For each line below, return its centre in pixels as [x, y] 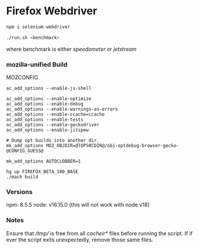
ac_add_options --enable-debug [45, 104]
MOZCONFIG [22, 77]
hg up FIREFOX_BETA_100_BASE [42, 172]
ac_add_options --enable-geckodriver [53, 125]
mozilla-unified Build [37, 64]
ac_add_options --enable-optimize [49, 99]
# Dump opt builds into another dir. [53, 140]
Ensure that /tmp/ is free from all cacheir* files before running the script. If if [99, 233]
